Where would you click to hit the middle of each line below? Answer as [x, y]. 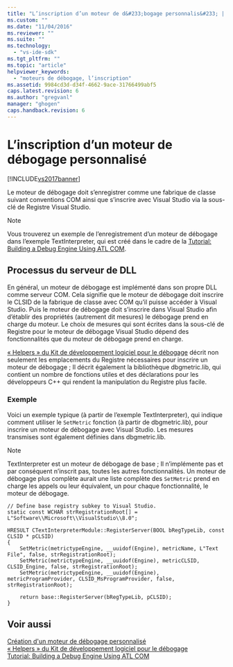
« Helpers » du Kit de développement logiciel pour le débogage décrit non [113, 352]
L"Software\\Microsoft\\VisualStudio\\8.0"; [72, 518]
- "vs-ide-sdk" [35, 53]
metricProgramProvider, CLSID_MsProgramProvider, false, [91, 579]
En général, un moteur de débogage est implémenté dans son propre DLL [112, 287]
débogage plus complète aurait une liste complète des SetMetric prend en [113, 478]
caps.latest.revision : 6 [43, 91]
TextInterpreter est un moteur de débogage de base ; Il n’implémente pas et [115, 464]
